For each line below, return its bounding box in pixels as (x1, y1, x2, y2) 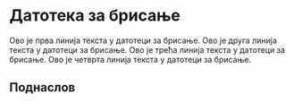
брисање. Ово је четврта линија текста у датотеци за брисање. (9, 54, 252, 64)
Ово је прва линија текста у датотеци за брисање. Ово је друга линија (9, 35, 277, 46)
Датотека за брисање (9, 5, 181, 26)
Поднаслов (9, 80, 76, 95)
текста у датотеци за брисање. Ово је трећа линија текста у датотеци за (9, 44, 286, 55)
